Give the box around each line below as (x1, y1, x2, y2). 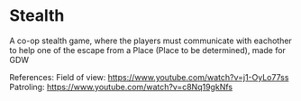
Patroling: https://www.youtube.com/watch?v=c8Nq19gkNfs (9, 81, 233, 92)
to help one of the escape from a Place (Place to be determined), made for (9, 44, 287, 55)
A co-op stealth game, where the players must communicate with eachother (9, 35, 293, 46)
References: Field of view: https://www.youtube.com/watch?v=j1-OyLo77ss (9, 71, 289, 82)
